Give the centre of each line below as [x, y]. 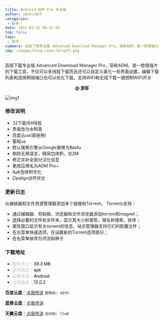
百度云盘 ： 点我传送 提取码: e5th [37, 293]
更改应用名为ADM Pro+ [35, 166]
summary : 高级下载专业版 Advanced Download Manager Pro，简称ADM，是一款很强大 [82, 46]
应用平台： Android [31, 276]
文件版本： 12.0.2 [29, 282]
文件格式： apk [27, 270]
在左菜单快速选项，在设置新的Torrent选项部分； [60, 232]
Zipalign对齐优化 [29, 178]
